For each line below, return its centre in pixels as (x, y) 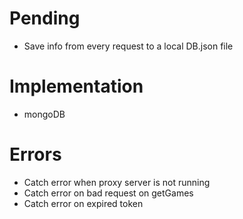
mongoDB (44, 114)
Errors (35, 154)
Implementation (76, 86)
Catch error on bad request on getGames (108, 193)
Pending (45, 18)
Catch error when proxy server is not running (117, 182)
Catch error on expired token (83, 203)
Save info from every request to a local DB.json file (128, 46)
